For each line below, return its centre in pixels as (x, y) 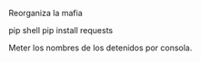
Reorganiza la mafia (45, 13)
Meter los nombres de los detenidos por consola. (100, 48)
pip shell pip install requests (61, 30)
